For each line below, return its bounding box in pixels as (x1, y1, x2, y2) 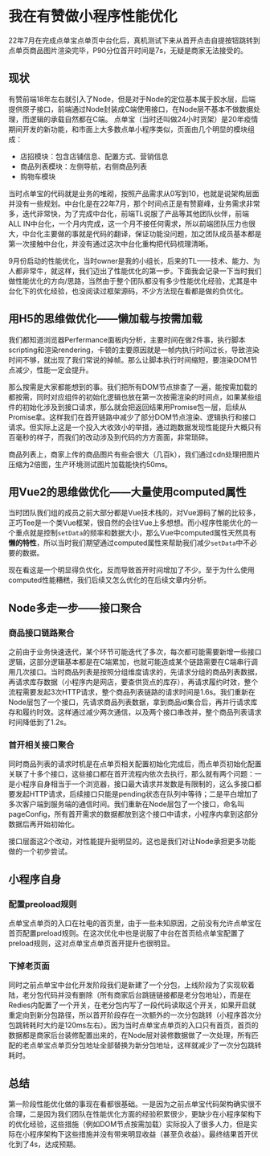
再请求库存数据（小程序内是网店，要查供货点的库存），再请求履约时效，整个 (8, 677, 259, 687)
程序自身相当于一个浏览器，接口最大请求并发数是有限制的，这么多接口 (22, 779, 255, 789)
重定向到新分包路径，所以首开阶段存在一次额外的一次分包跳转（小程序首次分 (8, 1010, 262, 1020)
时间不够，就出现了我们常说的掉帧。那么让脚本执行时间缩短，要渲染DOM (8, 355, 251, 364)
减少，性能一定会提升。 (14, 365, 93, 375)
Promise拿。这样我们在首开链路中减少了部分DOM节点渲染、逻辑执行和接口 (8, 412, 257, 422)
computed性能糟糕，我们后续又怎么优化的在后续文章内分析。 (8, 576, 211, 585)
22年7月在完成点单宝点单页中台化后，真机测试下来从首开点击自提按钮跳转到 (8, 35, 260, 45)
